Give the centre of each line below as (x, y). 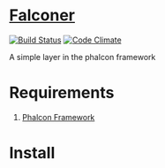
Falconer (42, 15)
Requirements (62, 93)
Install (32, 153)
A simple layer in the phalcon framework (82, 57)
